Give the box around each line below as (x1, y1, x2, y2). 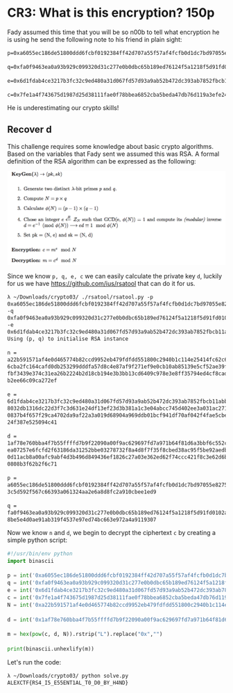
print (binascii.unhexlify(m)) (7, 646, 95, 653)
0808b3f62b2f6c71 (7, 461, 58, 468)
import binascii (7, 557, 54, 564)
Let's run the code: (7, 658, 62, 667)
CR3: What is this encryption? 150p (7, 5, 215, 21)
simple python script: (7, 536, 68, 544)
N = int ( (7, 601, 33, 608)
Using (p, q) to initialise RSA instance (7, 335, 129, 342)
